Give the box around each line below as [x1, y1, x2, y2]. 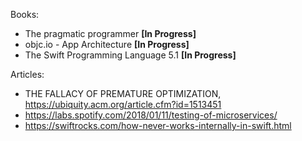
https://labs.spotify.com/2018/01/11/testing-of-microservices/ [24, 109, 278, 121]
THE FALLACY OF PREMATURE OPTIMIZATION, [24, 88, 222, 99]
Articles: [10, 69, 45, 80]
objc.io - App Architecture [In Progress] [24, 39, 190, 50]
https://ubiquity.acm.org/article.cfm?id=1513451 [24, 99, 222, 110]
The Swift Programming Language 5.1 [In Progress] [24, 49, 237, 61]
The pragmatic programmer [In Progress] [24, 28, 197, 39]
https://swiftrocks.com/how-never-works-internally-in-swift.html [24, 120, 292, 131]
